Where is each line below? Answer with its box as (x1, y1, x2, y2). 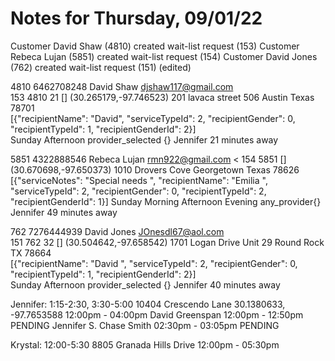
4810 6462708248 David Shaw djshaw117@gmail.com (10, 80, 234, 92)
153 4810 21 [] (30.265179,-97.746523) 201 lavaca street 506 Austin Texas (10, 91, 315, 103)
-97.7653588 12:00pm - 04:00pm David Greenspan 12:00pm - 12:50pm (10, 308, 304, 321)
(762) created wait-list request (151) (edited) (10, 61, 192, 73)
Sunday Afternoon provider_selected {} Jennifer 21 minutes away (10, 133, 279, 146)
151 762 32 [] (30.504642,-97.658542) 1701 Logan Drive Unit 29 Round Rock (10, 236, 325, 248)
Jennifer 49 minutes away (10, 206, 118, 218)
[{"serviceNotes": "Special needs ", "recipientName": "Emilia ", (10, 174, 268, 186)
